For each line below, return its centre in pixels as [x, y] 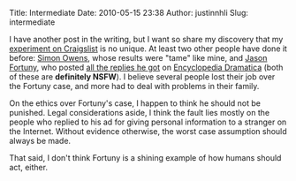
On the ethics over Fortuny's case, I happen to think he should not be [135, 103]
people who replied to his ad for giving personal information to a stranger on [148, 122]
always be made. [40, 141]
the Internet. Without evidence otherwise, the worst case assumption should [148, 131]
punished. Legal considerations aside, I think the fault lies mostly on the [140, 113]
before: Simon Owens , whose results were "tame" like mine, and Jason [138, 58]
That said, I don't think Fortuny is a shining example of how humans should [145, 158]
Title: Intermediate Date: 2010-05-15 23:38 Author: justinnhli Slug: [129, 13]
